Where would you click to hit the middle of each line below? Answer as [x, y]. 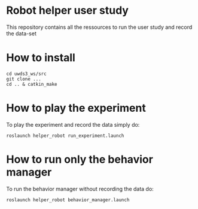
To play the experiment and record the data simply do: [73, 124]
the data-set [22, 33]
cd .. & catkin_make [32, 84]
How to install [41, 58]
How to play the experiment [76, 108]
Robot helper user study [67, 11]
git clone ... [24, 79]
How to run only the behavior [80, 159]
